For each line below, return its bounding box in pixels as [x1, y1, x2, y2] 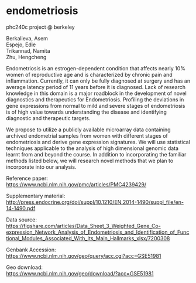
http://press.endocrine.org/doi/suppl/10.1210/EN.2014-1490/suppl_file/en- [6, 198, 184, 206]
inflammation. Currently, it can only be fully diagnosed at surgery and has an [6, 77, 191, 84]
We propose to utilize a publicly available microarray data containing [6, 126, 171, 133]
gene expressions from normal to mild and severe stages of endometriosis [6, 102, 185, 109]
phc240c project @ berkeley [6, 23, 75, 30]
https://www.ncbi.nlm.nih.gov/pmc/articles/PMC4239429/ [6, 180, 147, 188]
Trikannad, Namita [6, 47, 51, 54]
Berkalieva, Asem [6, 35, 49, 42]
